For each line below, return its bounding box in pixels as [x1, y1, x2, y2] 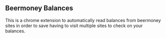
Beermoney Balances [5, 4, 74, 12]
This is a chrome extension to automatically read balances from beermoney [5, 17, 161, 23]
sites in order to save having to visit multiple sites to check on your [5, 22, 143, 28]
